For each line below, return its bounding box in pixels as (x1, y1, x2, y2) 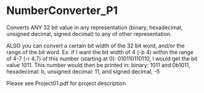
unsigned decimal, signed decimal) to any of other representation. (6, 30, 172, 37)
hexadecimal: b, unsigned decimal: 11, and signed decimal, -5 (6, 67, 160, 75)
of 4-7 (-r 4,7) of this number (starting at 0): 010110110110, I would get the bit (6, 55, 198, 62)
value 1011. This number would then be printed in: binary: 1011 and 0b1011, (6, 61, 191, 69)
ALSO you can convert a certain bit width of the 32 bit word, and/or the (6, 42, 185, 49)
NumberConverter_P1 (6, 4, 118, 18)
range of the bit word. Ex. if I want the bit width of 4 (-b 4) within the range (6, 48, 194, 55)
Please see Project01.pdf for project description (6, 80, 126, 87)
